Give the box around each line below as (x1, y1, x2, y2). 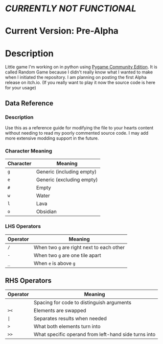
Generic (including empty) (36, 169, 97, 175)
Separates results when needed (33, 315, 107, 322)
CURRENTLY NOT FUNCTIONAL (5, 3, 137, 14)
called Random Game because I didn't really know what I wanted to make (5, 69, 153, 75)
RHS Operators (5, 276, 52, 285)
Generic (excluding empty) (36, 176, 98, 183)
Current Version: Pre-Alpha (5, 25, 119, 37)
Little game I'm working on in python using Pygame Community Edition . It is (5, 64, 158, 70)
